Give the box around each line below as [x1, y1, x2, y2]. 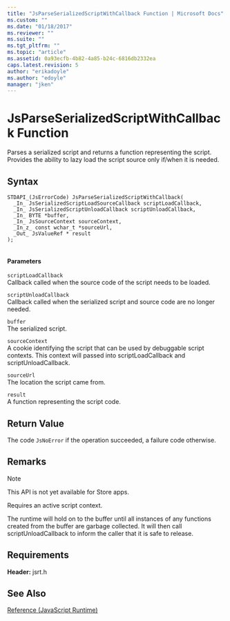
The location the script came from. [7, 378, 106, 387]
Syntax [7, 176, 39, 187]
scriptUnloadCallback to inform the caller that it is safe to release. [7, 529, 193, 537]
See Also [7, 588, 46, 600]
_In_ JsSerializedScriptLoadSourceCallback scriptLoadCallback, [13, 200, 202, 207]
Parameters [7, 257, 41, 265]
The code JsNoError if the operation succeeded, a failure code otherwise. [7, 436, 216, 445]
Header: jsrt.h [7, 568, 47, 576]
